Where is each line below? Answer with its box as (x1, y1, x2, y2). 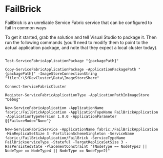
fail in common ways (5, 24, 47, 30)
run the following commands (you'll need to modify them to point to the (5, 39, 148, 45)
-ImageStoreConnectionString (38, 71, 97, 76)
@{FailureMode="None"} (5, 118, 51, 123)
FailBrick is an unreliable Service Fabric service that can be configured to (5, 20, 152, 25)
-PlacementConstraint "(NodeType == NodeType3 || (44, 144, 147, 149)
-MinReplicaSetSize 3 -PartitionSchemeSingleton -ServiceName (5, 131, 134, 136)
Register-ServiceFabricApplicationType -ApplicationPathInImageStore (5, 92, 150, 97)
